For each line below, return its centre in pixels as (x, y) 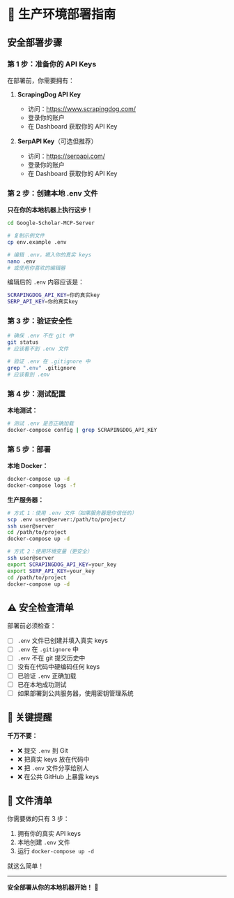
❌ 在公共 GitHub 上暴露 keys (58, 776)
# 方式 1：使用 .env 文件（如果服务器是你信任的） (72, 513)
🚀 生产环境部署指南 (62, 14)
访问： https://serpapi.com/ (67, 156)
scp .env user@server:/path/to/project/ (67, 519)
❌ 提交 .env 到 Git (42, 750)
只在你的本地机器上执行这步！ (50, 210)
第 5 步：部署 (29, 449)
